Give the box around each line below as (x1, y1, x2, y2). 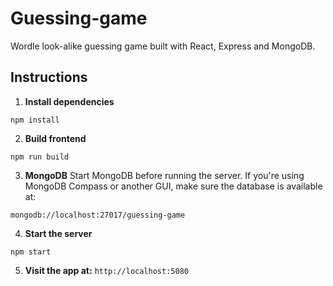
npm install (10, 115, 60, 125)
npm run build (10, 152, 70, 162)
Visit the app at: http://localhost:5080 (24, 264, 189, 276)
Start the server (24, 227, 93, 239)
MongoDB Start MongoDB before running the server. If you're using (24, 169, 305, 181)
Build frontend (24, 132, 87, 144)
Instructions (10, 69, 88, 86)
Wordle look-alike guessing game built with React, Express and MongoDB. (10, 40, 316, 52)
